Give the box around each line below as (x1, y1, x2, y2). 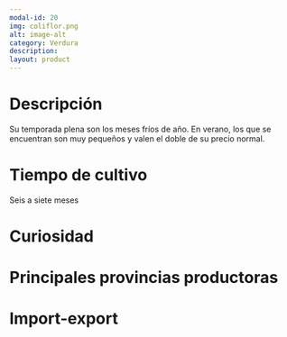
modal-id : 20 (9, 13, 59, 23)
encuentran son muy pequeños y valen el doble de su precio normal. (9, 132, 265, 144)
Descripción (9, 94, 103, 114)
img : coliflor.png (9, 22, 79, 31)
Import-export (9, 308, 119, 329)
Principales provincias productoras (9, 268, 279, 288)
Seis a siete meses (9, 195, 79, 205)
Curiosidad (9, 226, 95, 247)
